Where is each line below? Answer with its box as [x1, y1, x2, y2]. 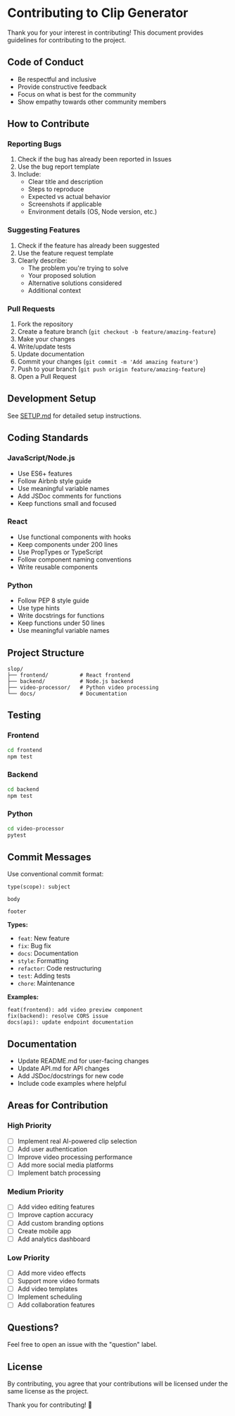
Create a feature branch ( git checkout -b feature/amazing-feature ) [17, 327, 217, 336]
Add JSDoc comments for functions [17, 492, 122, 500]
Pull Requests [7, 303, 56, 313]
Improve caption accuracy [17, 1211, 94, 1219]
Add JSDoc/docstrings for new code [17, 1072, 125, 1080]
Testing [7, 709, 42, 721]
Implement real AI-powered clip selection [17, 1137, 137, 1145]
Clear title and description [27, 178, 103, 186]
